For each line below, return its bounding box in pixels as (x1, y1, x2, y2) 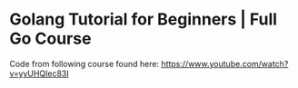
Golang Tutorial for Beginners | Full (9, 9, 278, 30)
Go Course (9, 28, 92, 49)
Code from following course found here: (9, 58, 160, 69)
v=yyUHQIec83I (9, 68, 70, 79)
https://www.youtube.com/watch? (161, 58, 289, 69)
